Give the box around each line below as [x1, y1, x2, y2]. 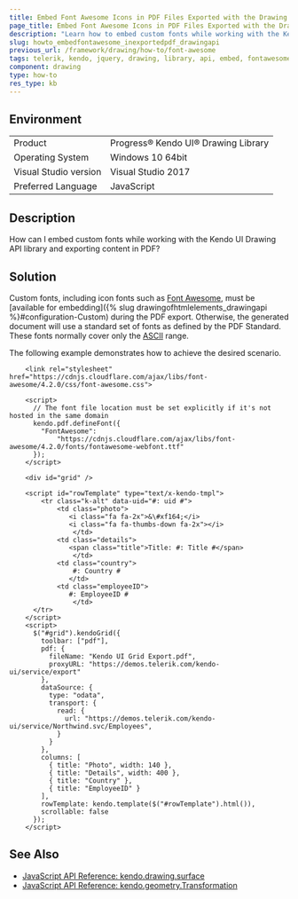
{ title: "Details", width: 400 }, [48, 769, 180, 777]
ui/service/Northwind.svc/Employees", [9, 722, 153, 731]
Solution [9, 269, 57, 284]
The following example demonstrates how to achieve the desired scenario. [9, 348, 282, 359]
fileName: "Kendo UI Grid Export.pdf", [48, 652, 197, 661]
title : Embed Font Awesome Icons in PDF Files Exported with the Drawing [9, 12, 288, 22]
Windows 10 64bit [109, 152, 188, 164]
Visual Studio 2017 [109, 166, 191, 178]
